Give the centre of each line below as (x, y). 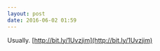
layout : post (26, 14)
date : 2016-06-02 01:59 (42, 20)
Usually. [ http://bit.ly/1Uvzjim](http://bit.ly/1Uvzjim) (80, 40)
